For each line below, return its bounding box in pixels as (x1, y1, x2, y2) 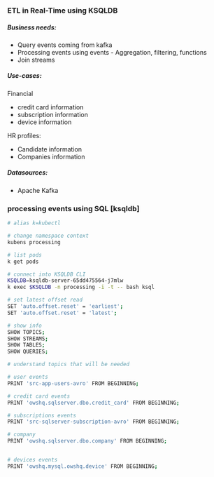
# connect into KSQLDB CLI (7, 271, 86, 278)
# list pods (7, 251, 42, 258)
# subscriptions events (7, 412, 77, 419)
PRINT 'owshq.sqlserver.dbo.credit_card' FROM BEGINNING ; (7, 399, 180, 406)
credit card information (17, 102, 84, 111)
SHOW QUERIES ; (7, 348, 49, 356)
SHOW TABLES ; (7, 342, 45, 349)
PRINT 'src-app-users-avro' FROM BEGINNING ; (7, 379, 139, 387)
